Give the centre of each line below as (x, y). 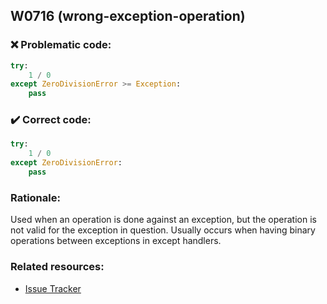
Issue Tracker (53, 288)
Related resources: (57, 267)
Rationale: (35, 197)
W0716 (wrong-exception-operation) (128, 16)
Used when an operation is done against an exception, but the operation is (163, 220)
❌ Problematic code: (61, 45)
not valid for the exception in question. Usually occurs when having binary (163, 230)
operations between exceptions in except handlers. (116, 241)
